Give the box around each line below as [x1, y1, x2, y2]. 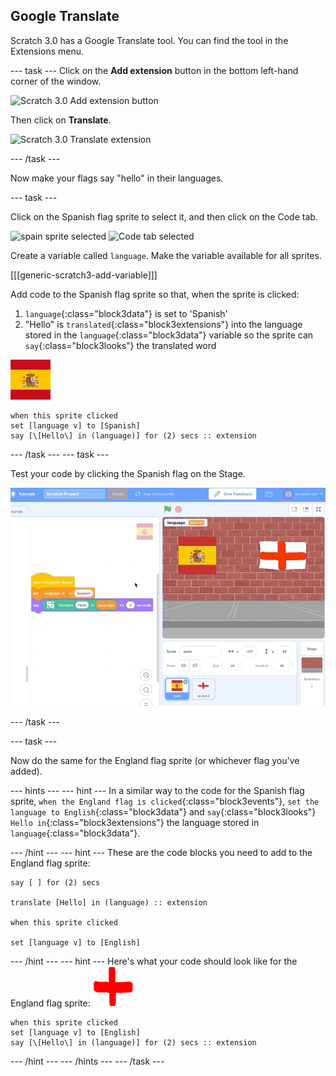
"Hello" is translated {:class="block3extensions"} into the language [24, 318, 303, 330]
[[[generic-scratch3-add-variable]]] [10, 269, 158, 281]
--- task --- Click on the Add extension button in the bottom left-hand [10, 64, 299, 76]
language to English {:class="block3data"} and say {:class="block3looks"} [10, 806, 317, 818]
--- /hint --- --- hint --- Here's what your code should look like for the [10, 955, 298, 968]
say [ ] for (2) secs [10, 878, 101, 888]
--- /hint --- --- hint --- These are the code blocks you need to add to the [10, 847, 313, 859]
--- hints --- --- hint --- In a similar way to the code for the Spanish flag [10, 785, 305, 797]
